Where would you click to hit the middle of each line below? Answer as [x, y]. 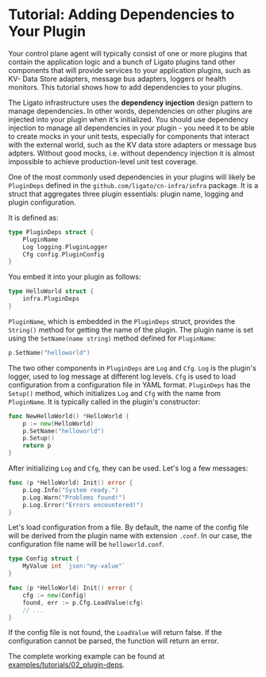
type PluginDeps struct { [51, 232]
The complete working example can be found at [87, 656]
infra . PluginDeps [51, 299]
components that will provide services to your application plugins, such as [129, 70]
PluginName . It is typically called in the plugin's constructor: [104, 402]
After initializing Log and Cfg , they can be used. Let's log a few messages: [128, 468]
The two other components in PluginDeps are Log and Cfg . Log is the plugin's [132, 367]
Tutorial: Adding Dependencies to [121, 15]
